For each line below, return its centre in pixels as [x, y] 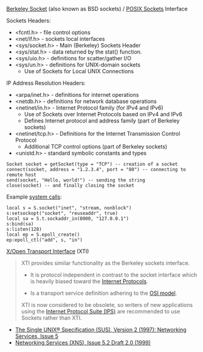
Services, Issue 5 [37, 336]
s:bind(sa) [20, 224]
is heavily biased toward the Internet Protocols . [89, 281]
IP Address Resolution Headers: [46, 83]
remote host [21, 175]
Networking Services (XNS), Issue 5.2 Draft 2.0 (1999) [83, 343]
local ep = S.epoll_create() [43, 234]
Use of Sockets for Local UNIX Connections [79, 71]
